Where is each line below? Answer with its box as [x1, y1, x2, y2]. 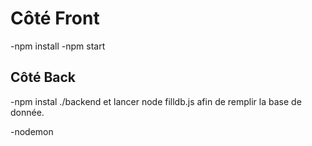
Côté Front [10, 7, 100, 30]
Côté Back [10, 69, 77, 86]
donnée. [10, 106, 45, 118]
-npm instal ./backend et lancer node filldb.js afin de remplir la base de [10, 95, 302, 107]
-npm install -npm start [10, 40, 106, 52]
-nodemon [10, 125, 54, 137]
